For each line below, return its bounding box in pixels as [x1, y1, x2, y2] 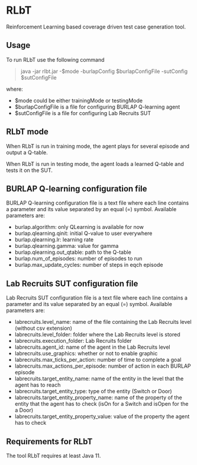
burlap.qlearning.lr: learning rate [14, 236, 94, 243]
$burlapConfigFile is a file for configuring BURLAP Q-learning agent [14, 103, 180, 110]
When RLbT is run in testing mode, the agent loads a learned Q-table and [6, 160, 185, 167]
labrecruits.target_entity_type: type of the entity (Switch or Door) [14, 388, 173, 395]
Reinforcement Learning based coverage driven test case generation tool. [6, 23, 186, 30]
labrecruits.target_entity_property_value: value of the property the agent [14, 413, 190, 420]
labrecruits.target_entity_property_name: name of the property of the [14, 394, 182, 401]
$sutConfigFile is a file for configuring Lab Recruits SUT [14, 109, 151, 116]
